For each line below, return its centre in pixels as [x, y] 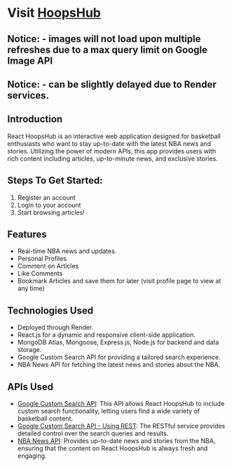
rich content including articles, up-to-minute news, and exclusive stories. [113, 158]
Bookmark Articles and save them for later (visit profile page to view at [119, 281]
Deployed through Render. [55, 327]
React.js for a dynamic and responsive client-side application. [107, 335]
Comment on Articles [48, 266]
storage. [29, 350]
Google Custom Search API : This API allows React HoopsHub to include [121, 404]
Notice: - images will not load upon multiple [104, 39]
